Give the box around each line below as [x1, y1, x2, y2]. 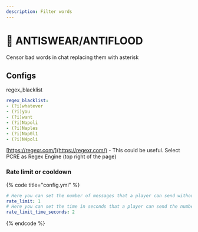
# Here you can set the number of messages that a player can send [6, 192, 176, 198]
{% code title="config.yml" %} [6, 181, 80, 188]
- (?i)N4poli [6, 136, 38, 142]
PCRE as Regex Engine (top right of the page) [6, 153, 117, 160]
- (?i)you [6, 109, 31, 115]
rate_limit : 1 [6, 198, 41, 204]
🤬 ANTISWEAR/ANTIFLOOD [6, 34, 143, 47]
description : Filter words [6, 8, 72, 15]
